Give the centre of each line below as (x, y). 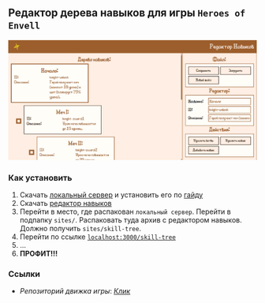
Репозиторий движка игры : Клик (75, 291)
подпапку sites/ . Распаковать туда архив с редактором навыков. (131, 219)
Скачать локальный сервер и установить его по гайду (111, 195)
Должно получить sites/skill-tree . (80, 228)
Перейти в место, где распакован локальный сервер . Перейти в (125, 211)
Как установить (40, 178)
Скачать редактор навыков (65, 203)
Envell (24, 26)
